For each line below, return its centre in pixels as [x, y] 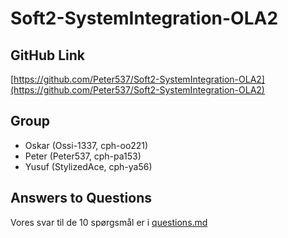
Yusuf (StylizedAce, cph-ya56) [88, 166]
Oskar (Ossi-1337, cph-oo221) [86, 145]
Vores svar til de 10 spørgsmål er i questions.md [109, 222]
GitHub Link [47, 55]
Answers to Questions [81, 198]
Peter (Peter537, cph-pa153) [83, 156]
